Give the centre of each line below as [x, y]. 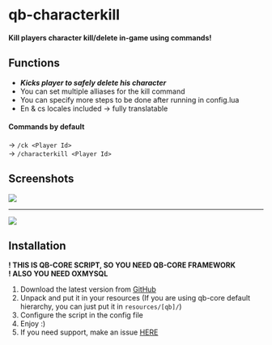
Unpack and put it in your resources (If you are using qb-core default [135, 298]
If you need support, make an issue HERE [89, 332]
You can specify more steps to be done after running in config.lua [130, 99]
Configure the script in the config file [81, 315]
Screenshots [41, 179]
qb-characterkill [64, 15]
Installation [37, 246]
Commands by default [47, 127]
